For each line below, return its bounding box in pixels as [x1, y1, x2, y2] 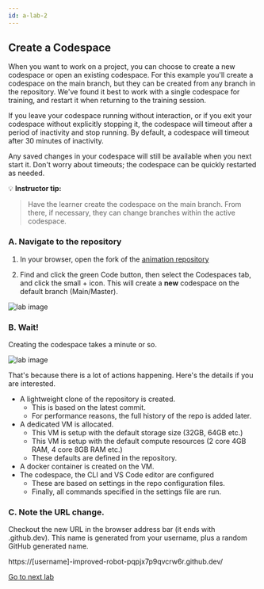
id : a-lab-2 [8, 11, 48, 20]
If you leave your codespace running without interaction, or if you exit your [8, 111, 252, 120]
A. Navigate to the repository [8, 236, 122, 247]
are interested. [8, 379, 56, 388]
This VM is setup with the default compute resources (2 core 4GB [31, 437, 247, 446]
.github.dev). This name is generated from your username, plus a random [8, 533, 247, 543]
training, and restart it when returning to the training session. [8, 96, 207, 105]
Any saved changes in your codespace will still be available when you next [8, 151, 252, 161]
